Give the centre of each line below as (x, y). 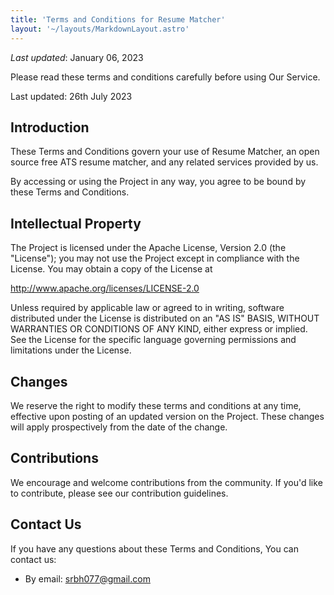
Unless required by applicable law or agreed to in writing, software (147, 308)
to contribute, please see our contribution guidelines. (119, 493)
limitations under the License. (71, 350)
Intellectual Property (76, 223)
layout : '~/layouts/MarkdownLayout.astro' (100, 29)
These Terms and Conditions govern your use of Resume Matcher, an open (165, 152)
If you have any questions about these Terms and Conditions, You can (154, 548)
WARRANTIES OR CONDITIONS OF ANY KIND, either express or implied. (159, 329)
